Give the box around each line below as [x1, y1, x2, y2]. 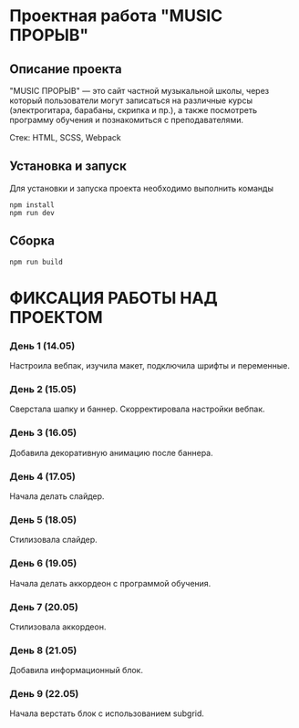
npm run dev [9, 208, 55, 217]
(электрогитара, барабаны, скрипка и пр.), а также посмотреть [9, 105, 258, 115]
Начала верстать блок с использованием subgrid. [9, 708, 205, 719]
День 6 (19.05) [9, 557, 77, 570]
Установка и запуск [9, 159, 128, 174]
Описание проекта [9, 61, 122, 77]
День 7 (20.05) [9, 600, 79, 613]
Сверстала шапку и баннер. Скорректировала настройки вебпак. [9, 403, 266, 415]
